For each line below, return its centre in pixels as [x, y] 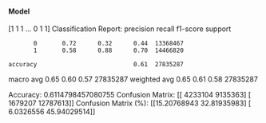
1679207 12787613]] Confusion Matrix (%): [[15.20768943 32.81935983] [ [130, 103]
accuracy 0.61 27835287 [96, 65]
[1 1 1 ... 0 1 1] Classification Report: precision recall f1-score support [120, 29]
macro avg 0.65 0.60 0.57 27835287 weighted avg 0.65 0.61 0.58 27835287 [133, 79]
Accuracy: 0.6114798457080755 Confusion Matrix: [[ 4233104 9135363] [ [130, 95]
